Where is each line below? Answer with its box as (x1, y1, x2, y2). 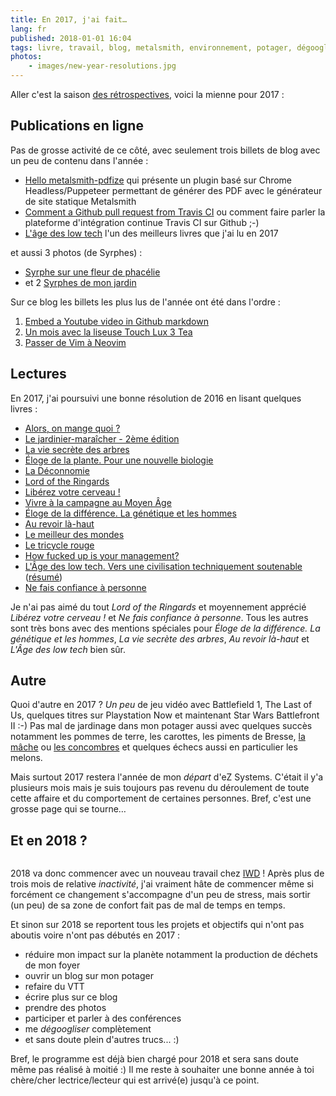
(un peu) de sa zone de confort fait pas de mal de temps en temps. (10, 899, 286, 911)
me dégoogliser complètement (24, 1023, 152, 1035)
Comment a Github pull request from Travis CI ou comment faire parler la (24, 206, 326, 218)
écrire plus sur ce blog (24, 991, 118, 1003)
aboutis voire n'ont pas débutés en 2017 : (10, 929, 181, 941)
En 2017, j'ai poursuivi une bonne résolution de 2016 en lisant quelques (10, 392, 302, 404)
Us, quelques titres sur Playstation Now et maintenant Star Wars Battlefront (10, 709, 320, 721)
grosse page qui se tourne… (10, 803, 127, 815)
